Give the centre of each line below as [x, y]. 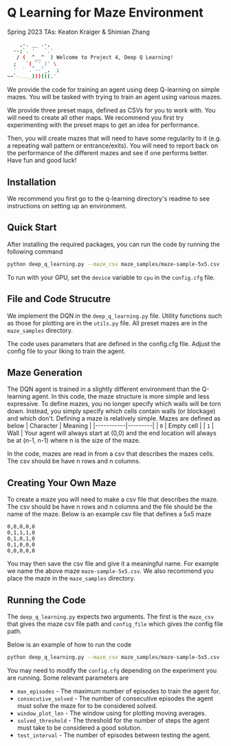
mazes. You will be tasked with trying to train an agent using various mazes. [114, 97]
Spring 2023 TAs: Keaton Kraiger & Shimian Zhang [78, 32]
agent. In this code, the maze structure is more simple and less [121, 396]
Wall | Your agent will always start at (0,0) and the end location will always [112, 433]
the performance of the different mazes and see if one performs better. [108, 153]
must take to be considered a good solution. [79, 727]
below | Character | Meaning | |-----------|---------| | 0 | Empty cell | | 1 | [111, 426]
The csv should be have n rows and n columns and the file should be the [110, 507]
